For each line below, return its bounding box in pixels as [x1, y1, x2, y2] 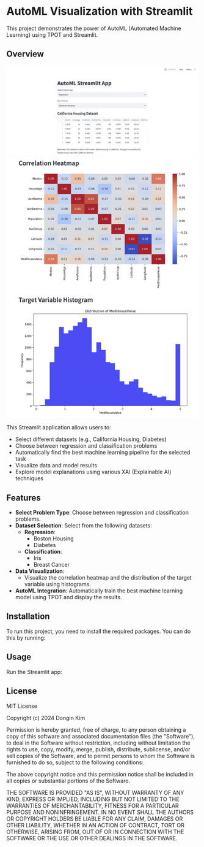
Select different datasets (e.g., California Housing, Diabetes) [15, 435, 167, 443]
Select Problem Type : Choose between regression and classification [15, 509, 189, 516]
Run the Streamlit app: [6, 668, 62, 675]
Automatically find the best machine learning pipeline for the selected [15, 449, 191, 456]
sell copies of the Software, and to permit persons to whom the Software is [6, 752, 195, 759]
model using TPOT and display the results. [15, 594, 122, 601]
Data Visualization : [15, 567, 65, 575]
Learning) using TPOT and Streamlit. [6, 31, 98, 38]
